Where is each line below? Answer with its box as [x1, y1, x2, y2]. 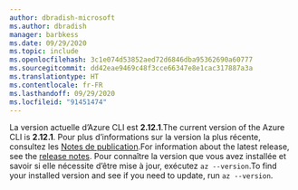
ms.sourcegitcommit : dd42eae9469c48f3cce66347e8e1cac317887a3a [9, 64, 254, 73]
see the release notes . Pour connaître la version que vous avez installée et [9, 151, 287, 162]
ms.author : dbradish [9, 22, 88, 31]
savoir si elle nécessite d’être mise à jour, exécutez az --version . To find [9, 160, 278, 172]
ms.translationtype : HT [9, 72, 100, 81]
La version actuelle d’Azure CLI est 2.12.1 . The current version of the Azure [9, 122, 285, 133]
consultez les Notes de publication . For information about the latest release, [9, 141, 290, 152]
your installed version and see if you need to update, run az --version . [9, 170, 274, 181]
